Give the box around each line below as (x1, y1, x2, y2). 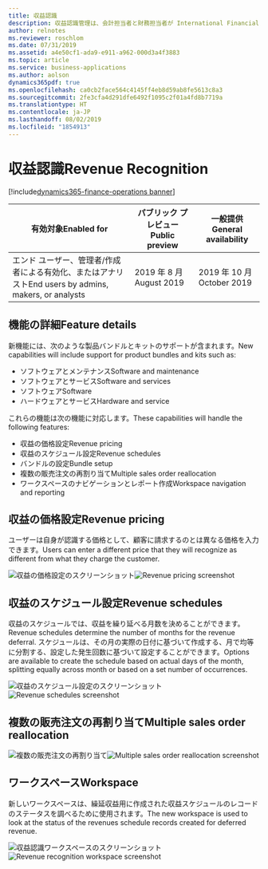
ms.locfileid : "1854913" (8, 123, 91, 131)
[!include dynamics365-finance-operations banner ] (8, 187, 175, 196)
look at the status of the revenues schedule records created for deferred (8, 817, 246, 827)
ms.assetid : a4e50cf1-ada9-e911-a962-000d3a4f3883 (8, 49, 180, 57)
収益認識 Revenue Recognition (8, 160, 209, 178)
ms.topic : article (8, 57, 69, 65)
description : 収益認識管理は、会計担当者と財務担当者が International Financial (8, 19, 259, 27)
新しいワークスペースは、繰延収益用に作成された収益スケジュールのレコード (8, 799, 258, 808)
